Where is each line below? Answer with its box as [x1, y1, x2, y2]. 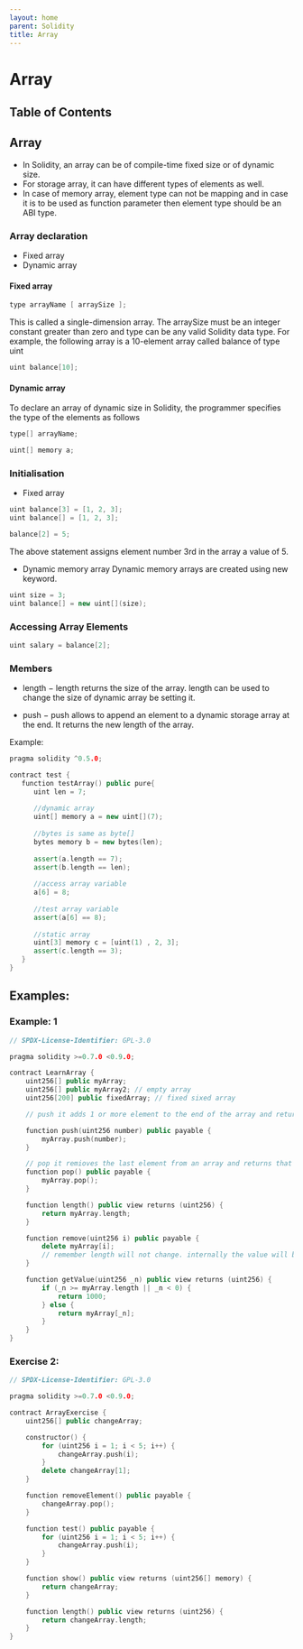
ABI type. [22, 207, 57, 217]
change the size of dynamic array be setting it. [22, 692, 196, 704]
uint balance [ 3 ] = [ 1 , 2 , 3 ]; [9, 505, 124, 514]
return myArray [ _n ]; [57, 1309, 135, 1318]
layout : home [9, 13, 59, 23]
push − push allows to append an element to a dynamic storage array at [22, 710, 290, 721]
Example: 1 [9, 1016, 58, 1028]
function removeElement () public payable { [25, 1491, 192, 1500]
